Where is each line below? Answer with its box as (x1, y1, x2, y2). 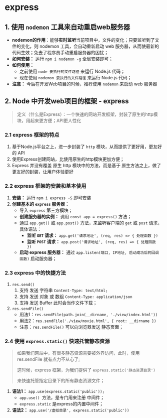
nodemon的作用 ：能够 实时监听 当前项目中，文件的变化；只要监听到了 (11, 37, 155, 43)
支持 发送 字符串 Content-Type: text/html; (19, 287, 108, 293)
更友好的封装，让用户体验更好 (11, 169, 73, 175)
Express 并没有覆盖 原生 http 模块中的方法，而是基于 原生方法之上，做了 (11, 163, 161, 169)
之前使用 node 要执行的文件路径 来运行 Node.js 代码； (19, 68, 125, 74)
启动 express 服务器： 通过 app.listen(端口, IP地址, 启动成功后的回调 (19, 249, 159, 255)
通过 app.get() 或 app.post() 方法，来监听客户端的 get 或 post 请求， (19, 220, 162, 226)
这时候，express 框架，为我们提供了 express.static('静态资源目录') (16, 367, 155, 373)
